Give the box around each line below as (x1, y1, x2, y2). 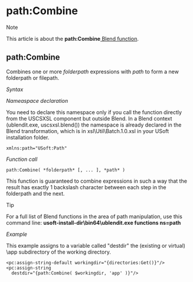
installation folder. (6, 134, 50, 141)
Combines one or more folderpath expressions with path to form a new (6, 68, 179, 75)
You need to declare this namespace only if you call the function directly (6, 108, 182, 116)
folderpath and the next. (6, 190, 65, 197)
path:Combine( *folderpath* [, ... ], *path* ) (6, 167, 126, 173)
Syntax (6, 86, 24, 93)
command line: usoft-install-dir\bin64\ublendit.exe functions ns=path (6, 219, 181, 226)
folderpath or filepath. (6, 74, 60, 81)
